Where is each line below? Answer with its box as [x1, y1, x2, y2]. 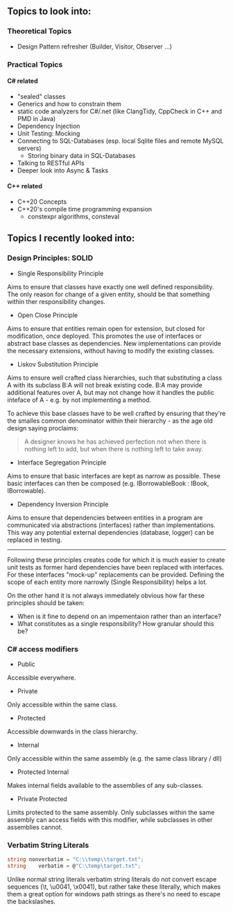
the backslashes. [7, 897, 56, 906]
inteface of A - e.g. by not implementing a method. [7, 396, 152, 404]
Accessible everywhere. [7, 674, 76, 682]
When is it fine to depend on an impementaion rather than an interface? [17, 612, 222, 620]
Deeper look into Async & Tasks [17, 166, 109, 175]
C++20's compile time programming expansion [17, 205, 153, 213]
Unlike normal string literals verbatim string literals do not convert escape [7, 876, 217, 884]
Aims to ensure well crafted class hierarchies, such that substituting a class [7, 373, 223, 382]
